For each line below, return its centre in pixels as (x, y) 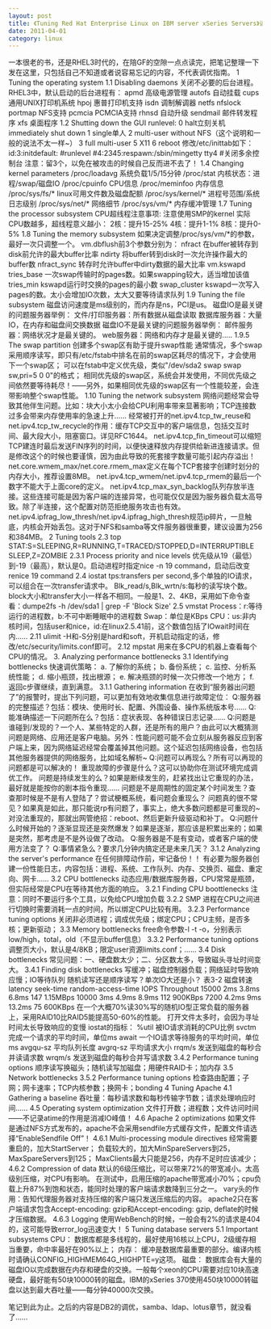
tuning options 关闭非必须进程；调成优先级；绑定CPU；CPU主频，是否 (126, 919)
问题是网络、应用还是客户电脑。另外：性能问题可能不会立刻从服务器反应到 (132, 738)
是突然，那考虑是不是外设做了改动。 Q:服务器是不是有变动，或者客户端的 (130, 839)
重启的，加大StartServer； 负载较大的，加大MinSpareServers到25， (122, 1149)
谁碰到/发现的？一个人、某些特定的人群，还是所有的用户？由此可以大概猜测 (133, 727)
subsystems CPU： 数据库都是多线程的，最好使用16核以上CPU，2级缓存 (129, 1239)
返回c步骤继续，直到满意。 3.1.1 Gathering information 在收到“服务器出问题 (132, 687)
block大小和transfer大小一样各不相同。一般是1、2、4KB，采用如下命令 (126, 596)
